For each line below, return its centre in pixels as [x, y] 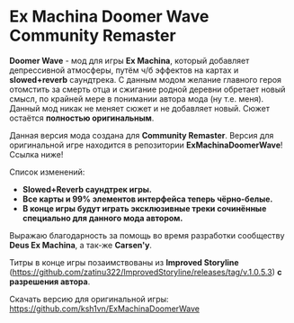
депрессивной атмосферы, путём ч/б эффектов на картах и [124, 70]
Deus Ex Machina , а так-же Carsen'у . [81, 245]
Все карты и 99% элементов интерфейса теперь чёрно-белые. [147, 199]
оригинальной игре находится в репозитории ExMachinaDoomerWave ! [146, 145]
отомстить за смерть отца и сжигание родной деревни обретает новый [147, 89]
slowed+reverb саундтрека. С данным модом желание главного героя [145, 79]
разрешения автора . [50, 282]
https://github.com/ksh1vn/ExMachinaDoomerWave [105, 309]
